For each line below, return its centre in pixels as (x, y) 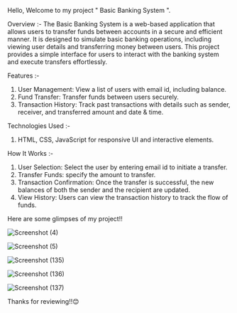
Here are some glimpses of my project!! (65, 219)
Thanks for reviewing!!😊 (43, 301)
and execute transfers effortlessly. (57, 62)
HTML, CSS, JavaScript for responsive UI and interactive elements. (116, 139)
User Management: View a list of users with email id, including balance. (122, 89)
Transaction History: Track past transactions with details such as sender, (124, 105)
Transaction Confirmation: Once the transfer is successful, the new (116, 182)
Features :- (23, 75)
